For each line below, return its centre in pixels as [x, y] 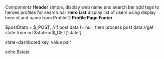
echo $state [17, 52]
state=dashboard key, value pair [38, 42]
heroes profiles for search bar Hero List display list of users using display [81, 12]
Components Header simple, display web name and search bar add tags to [82, 7]
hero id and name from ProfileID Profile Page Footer [59, 18]
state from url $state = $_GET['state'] [43, 32]
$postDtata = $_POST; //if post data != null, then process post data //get [79, 27]
